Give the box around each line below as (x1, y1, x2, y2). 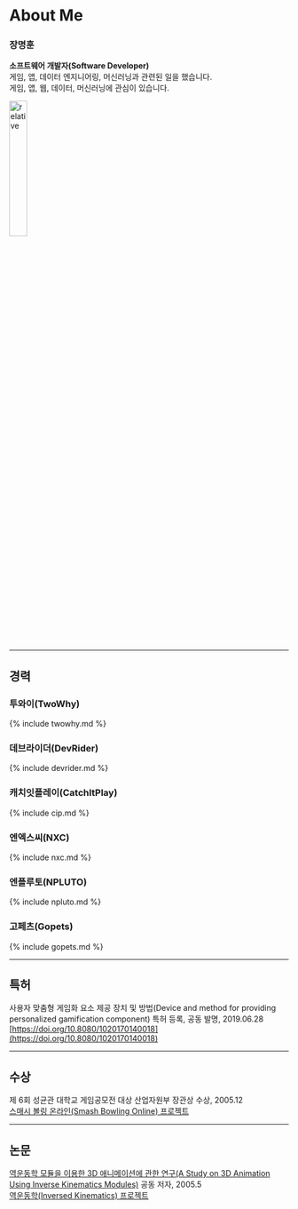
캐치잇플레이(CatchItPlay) (9, 787, 118, 799)
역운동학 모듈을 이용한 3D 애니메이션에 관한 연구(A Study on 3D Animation (9, 1168, 271, 1179)
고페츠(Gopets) (9, 920, 74, 933)
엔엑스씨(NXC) (9, 831, 70, 844)
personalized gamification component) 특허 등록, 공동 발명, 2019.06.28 (9, 1014, 264, 1024)
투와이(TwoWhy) (9, 697, 81, 710)
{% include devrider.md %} (9, 763, 109, 774)
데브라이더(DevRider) (9, 743, 99, 755)
